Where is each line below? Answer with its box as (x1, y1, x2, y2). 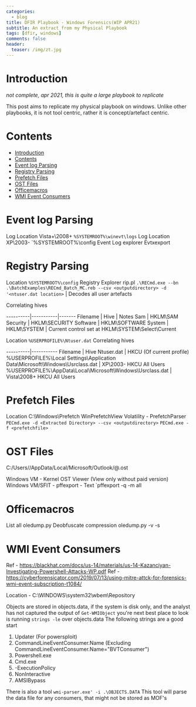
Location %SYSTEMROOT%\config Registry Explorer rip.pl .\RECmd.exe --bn (6, 279, 179, 286)
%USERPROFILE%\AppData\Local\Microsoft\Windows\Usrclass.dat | (6, 367, 172, 374)
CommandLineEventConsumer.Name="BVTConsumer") (14, 646, 150, 653)
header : (6, 42, 25, 48)
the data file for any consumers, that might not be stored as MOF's (6, 695, 167, 702)
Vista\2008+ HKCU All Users (6, 373, 76, 380)
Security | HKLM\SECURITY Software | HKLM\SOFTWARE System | (6, 319, 169, 326)
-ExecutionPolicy (14, 664, 56, 672)
